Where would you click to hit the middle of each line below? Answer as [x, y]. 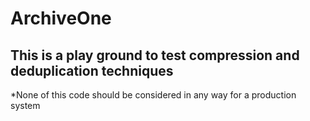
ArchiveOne [61, 18]
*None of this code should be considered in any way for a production [153, 95]
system [25, 105]
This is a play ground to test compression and [155, 55]
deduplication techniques [92, 70]
